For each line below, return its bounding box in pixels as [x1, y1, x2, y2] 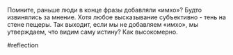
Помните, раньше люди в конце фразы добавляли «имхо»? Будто [7, 6, 202, 14]
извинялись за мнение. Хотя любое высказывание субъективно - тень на [7, 13, 226, 21]
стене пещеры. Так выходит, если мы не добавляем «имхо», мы [7, 21, 199, 28]
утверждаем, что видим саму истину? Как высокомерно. [7, 27, 179, 36]
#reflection [7, 41, 39, 49]
